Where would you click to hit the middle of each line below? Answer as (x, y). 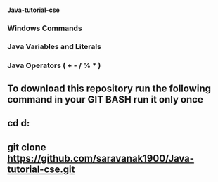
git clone (27, 147)
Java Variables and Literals (54, 47)
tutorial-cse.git (41, 169)
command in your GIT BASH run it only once (105, 99)
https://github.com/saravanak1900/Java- (101, 158)
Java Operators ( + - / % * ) (54, 65)
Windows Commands (45, 28)
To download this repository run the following (109, 88)
